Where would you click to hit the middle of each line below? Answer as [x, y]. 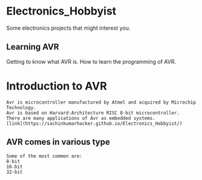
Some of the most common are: [44, 156]
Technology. [21, 107]
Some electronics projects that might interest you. [68, 28]
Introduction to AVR [57, 86]
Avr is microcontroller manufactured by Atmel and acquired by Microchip [101, 102]
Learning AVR [33, 47]
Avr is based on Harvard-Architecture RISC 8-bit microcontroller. [93, 113]
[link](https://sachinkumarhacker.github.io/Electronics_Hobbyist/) [94, 123]
